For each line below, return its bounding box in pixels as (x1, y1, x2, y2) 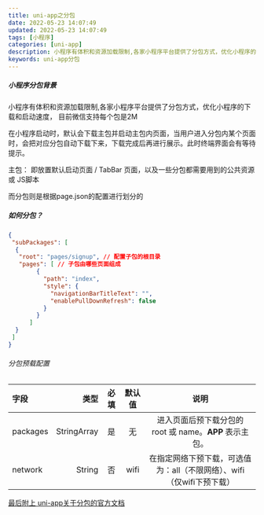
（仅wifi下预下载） (166, 476, 235, 487)
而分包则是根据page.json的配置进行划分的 (8, 191, 144, 200)
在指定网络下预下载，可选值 (148, 453, 252, 464)
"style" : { (42, 282, 79, 290)
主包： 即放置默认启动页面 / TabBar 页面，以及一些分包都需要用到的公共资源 (8, 164, 255, 174)
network (12, 465, 43, 476)
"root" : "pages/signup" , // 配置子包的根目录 (18, 253, 161, 261)
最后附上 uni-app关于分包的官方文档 (8, 498, 126, 508)
